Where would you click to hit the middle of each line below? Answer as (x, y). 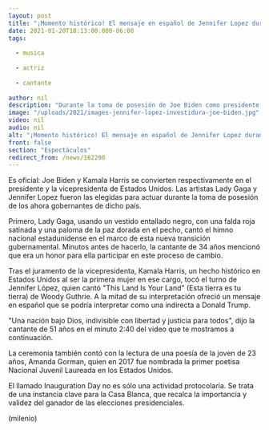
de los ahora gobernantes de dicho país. (75, 206)
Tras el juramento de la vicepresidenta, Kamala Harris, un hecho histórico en (134, 271)
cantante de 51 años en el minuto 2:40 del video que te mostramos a (121, 329)
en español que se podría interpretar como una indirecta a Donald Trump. (129, 305)
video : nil (26, 120)
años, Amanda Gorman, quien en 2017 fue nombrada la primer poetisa (124, 362)
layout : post (30, 16)
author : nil (28, 98)
